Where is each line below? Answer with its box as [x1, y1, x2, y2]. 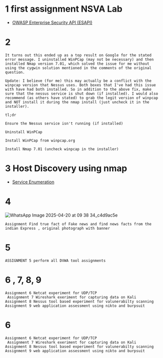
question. [5, 70, 25, 75]
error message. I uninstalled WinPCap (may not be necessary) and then [5, 57, 154, 62]
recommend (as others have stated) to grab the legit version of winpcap [5, 95, 159, 100]
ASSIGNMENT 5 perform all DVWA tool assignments [5, 258, 106, 263]
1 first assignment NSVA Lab [5, 3, 123, 15]
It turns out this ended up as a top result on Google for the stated [5, 53, 152, 58]
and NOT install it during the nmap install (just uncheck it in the [5, 99, 150, 104]
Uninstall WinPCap [5, 129, 42, 135]
